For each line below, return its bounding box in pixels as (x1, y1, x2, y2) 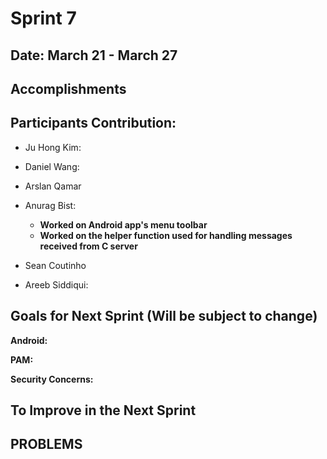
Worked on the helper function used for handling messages (39, 229, 293, 241)
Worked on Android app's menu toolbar (39, 218, 208, 231)
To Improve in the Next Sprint (10, 402, 197, 419)
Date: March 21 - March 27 (10, 47, 178, 64)
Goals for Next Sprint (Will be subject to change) (10, 308, 318, 325)
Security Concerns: (10, 373, 94, 385)
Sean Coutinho (24, 259, 87, 271)
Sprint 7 (10, 7, 77, 30)
